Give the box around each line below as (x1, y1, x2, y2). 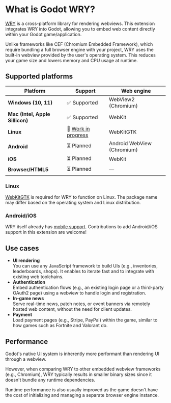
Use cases (5, 244, 39, 253)
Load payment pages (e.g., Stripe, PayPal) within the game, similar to (12, 317, 158, 323)
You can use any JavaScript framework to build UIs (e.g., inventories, (12, 263, 158, 269)
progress (67, 131, 89, 139)
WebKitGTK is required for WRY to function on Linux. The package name (5, 194, 158, 200)
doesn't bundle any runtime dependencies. (5, 377, 96, 383)
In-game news (12, 295, 44, 302)
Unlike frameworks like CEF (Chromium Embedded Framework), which (5, 41, 153, 47)
